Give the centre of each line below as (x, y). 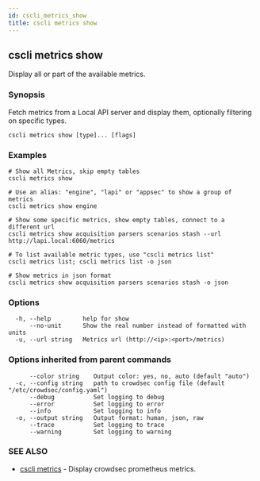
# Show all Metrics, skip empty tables (74, 171)
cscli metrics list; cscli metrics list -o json (90, 262)
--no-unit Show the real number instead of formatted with (138, 326)
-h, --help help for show (72, 319)
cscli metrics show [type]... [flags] (72, 135)
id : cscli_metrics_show (48, 15)
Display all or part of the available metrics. (77, 74)
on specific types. (38, 121)
